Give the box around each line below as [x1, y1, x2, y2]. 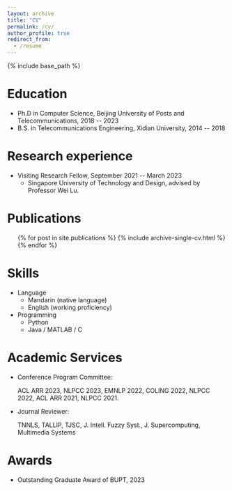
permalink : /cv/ [7, 23, 54, 30]
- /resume [13, 42, 42, 49]
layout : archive [7, 10, 54, 17]
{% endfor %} [17, 241, 58, 249]
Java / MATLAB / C [27, 325, 82, 334]
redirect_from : [7, 36, 52, 43]
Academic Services [7, 350, 123, 366]
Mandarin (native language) [27, 295, 107, 304]
